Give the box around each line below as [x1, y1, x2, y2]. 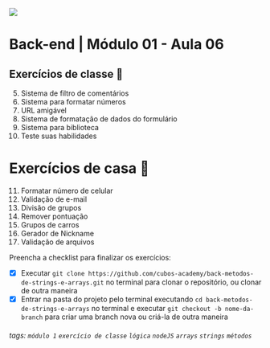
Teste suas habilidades [20, 131, 97, 141]
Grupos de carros [20, 219, 80, 229]
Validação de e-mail [20, 194, 88, 204]
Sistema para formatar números [20, 97, 127, 106]
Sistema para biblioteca [20, 123, 100, 132]
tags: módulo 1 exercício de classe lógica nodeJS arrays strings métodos [9, 330, 252, 340]
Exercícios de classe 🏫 [9, 67, 124, 80]
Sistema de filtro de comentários [20, 88, 129, 98]
